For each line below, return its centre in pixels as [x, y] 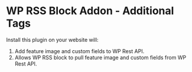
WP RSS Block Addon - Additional [90, 11]
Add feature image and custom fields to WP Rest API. [79, 51]
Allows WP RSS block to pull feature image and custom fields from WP [100, 57]
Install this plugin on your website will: [52, 40]
